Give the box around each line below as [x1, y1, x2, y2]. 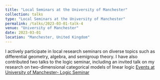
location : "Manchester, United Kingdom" [5, 35, 90, 40]
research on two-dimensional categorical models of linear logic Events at [5, 64, 155, 70]
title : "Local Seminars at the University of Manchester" [5, 7, 128, 12]
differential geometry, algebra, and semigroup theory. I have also [5, 53, 138, 59]
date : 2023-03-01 [5, 30, 41, 35]
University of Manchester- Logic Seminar [5, 69, 89, 75]
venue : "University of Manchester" [5, 26, 79, 31]
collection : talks [5, 12, 43, 17]
